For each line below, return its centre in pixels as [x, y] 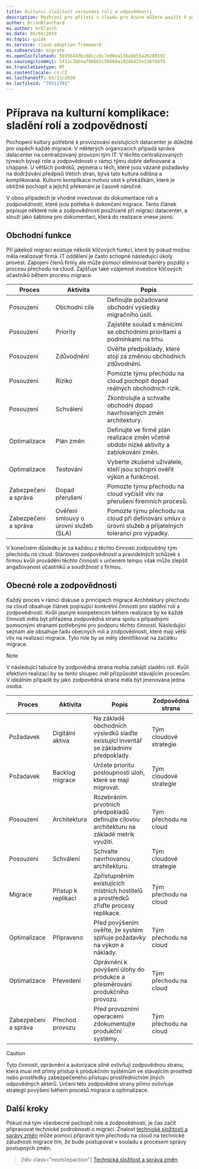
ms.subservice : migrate [36, 51]
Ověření [67, 511]
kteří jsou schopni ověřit [140, 469]
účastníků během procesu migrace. [49, 275]
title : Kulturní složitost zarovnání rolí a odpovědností [79, 12]
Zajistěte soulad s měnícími [145, 324]
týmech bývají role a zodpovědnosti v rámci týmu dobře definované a [91, 161]
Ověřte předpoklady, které [144, 348]
